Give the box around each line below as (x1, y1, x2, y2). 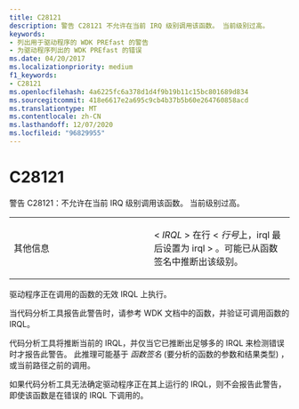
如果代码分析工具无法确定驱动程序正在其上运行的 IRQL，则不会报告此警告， (9, 379, 287, 389)
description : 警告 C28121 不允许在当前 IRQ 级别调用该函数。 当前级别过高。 (9, 21, 270, 30)
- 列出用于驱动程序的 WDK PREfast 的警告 (9, 37, 149, 47)
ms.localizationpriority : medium (9, 63, 133, 72)
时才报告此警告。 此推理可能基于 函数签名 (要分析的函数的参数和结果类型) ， (9, 349, 289, 359)
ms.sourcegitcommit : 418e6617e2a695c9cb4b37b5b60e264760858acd (9, 95, 249, 105)
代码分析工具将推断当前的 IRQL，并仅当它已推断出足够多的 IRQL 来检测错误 (9, 337, 285, 348)
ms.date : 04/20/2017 (9, 54, 86, 63)
